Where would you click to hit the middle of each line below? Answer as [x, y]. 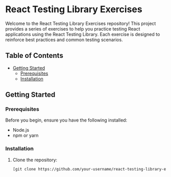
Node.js [21, 130]
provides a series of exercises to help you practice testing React [73, 28]
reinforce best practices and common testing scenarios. [64, 40]
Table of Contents [34, 56]
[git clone [24, 169]
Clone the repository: [35, 160]
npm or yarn [26, 135]
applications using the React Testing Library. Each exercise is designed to [83, 34]
